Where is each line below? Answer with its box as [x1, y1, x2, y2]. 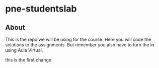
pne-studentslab [5, 3, 77, 15]
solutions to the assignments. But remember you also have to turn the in [5, 42, 154, 48]
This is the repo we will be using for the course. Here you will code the [5, 36, 151, 42]
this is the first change [5, 57, 52, 63]
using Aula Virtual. [5, 47, 43, 53]
